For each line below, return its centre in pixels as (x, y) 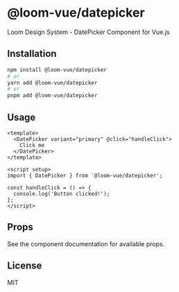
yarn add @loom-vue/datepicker (52, 83)
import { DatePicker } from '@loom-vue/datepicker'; (85, 175)
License (25, 266)
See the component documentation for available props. (86, 243)
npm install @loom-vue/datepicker (57, 70)
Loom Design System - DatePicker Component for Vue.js (88, 32)
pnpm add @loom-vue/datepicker (52, 96)
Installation (32, 54)
